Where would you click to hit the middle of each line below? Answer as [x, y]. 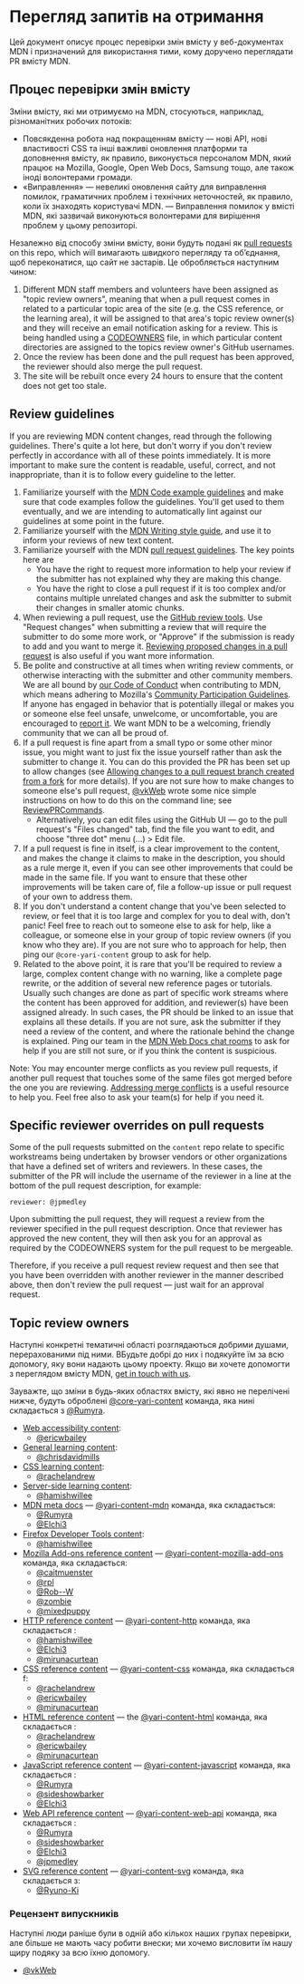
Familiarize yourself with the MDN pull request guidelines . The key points [158, 549]
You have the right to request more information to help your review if [163, 569]
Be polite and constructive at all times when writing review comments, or [158, 665]
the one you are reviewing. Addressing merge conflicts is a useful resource [149, 1087]
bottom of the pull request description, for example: [105, 1186]
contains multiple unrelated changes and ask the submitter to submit [164, 598]
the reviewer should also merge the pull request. [113, 366]
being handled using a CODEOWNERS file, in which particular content [152, 337]
